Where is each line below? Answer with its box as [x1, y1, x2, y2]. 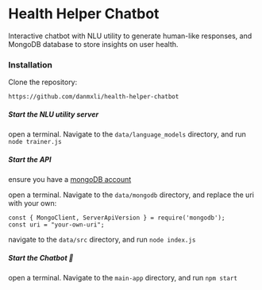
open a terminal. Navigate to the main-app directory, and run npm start [8, 273, 238, 283]
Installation [8, 59, 53, 70]
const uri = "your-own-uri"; [8, 221, 105, 229]
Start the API [8, 154, 52, 164]
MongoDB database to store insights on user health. [8, 39, 179, 48]
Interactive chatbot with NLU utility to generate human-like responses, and [8, 31, 252, 41]
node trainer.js [8, 138, 62, 146]
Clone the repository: [8, 77, 78, 87]
